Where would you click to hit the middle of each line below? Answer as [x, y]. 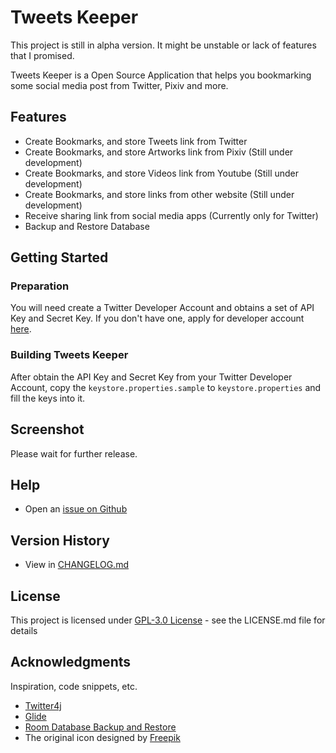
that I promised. [42, 55]
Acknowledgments [71, 662]
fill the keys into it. [48, 398]
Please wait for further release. [74, 453]
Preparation [40, 286]
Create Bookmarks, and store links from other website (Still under [159, 194]
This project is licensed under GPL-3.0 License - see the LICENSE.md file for [168, 620]
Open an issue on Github [76, 509]
